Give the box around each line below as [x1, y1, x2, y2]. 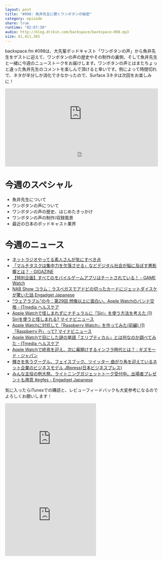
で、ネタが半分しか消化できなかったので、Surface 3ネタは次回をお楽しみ [5, 72, 152, 78]
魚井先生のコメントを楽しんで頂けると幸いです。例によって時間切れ [21, 66, 157, 72]
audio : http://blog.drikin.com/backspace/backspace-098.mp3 [5, 30, 130, 34]
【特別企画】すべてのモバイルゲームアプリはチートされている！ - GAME [12, 274, 156, 280]
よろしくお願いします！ [5, 393, 52, 399]
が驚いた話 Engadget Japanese [12, 292, 75, 298]
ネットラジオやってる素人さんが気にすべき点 [12, 256, 101, 262]
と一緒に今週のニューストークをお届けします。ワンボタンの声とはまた [5, 60, 145, 66]
